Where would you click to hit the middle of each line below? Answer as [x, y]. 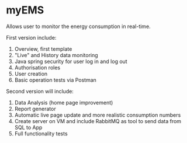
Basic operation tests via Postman [55, 80]
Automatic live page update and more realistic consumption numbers [98, 115]
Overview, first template [43, 49]
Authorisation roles [37, 67]
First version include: [31, 37]
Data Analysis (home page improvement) [64, 102]
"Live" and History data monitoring [56, 55]
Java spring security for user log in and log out [71, 61]
